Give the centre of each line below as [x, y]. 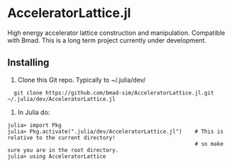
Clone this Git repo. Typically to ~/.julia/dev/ [82, 80]
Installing [28, 63]
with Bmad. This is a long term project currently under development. [107, 40]
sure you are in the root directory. [63, 150]
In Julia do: [34, 112]
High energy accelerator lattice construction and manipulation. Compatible [116, 33]
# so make [209, 144]
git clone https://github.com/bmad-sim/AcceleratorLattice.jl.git [114, 93]
